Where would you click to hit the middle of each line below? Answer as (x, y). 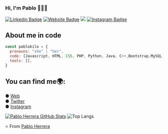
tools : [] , (21, 60)
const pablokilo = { (27, 47)
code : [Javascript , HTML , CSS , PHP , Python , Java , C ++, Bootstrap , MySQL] (87, 56)
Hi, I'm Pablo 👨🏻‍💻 (26, 8)
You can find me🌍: (35, 81)
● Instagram (18, 106)
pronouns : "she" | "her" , (37, 51)
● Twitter (15, 101)
